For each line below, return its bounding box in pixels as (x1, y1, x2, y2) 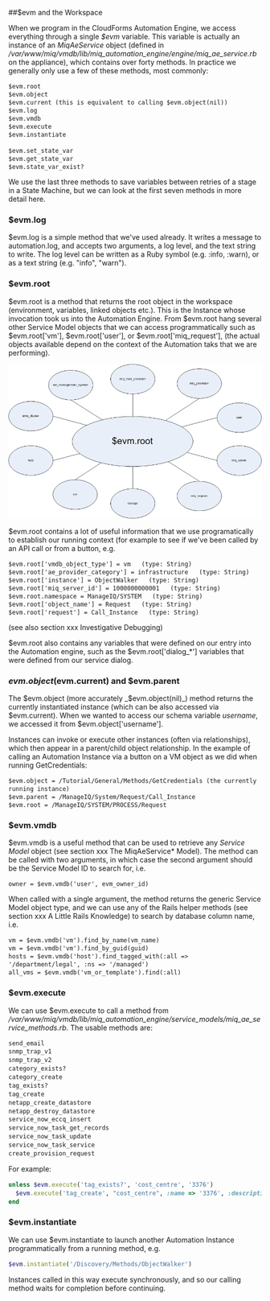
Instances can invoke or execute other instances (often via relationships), (8, 735, 251, 744)
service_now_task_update (8, 1133, 92, 1141)
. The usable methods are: (66, 1023, 153, 1032)
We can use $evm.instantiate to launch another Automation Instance (8, 1235, 235, 1245)
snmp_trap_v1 (8, 1048, 52, 1056)
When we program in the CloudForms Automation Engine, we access (8, 23, 236, 32)
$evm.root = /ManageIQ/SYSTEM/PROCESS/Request (8, 801, 167, 809)
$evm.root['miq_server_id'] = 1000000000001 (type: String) (8, 584, 221, 592)
